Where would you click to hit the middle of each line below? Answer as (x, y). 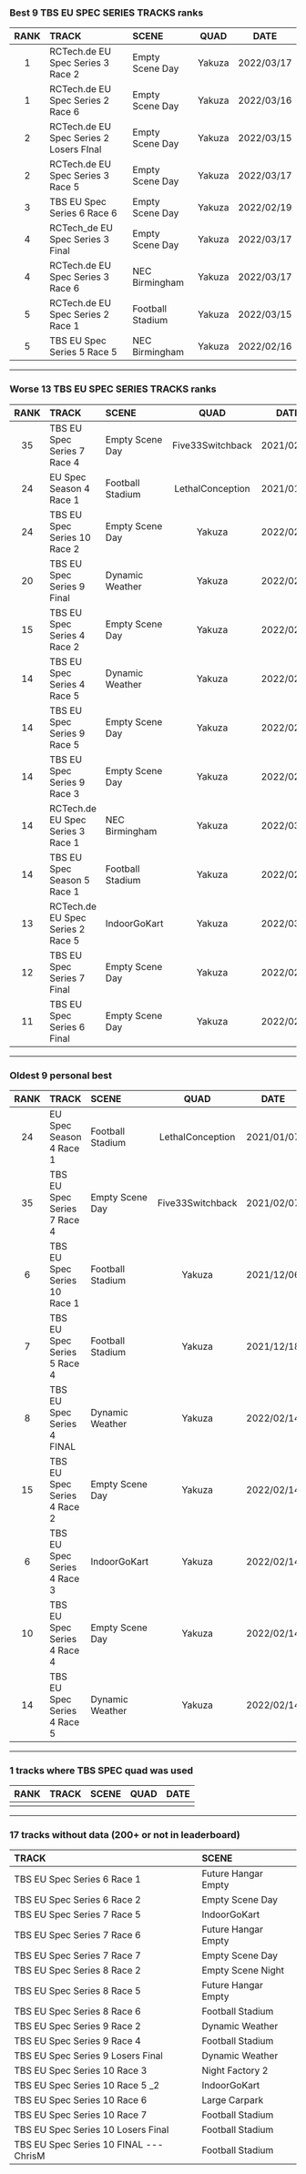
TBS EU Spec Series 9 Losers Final (89, 2056)
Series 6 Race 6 (83, 213)
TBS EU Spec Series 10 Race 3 (81, 2071)
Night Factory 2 (235, 2071)
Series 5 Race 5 (83, 352)
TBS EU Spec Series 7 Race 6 (77, 1935)
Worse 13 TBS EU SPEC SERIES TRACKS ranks (113, 389)
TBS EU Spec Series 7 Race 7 (77, 1955)
